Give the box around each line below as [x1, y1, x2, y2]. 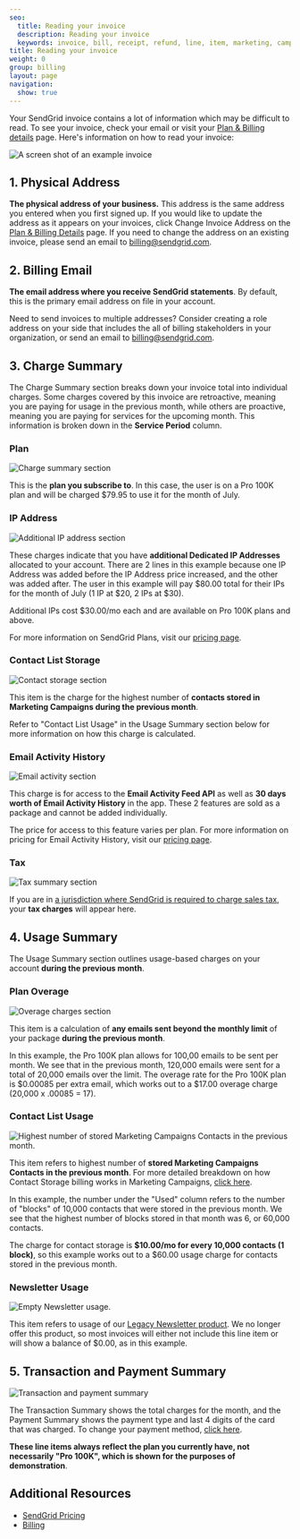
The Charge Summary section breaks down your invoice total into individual [9, 381, 288, 392]
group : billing [9, 64, 66, 73]
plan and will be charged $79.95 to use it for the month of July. [9, 490, 241, 500]
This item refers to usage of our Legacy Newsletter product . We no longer [9, 1319, 281, 1330]
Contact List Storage [9, 654, 101, 667]
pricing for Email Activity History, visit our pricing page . [9, 834, 212, 845]
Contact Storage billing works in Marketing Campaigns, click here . [9, 1176, 253, 1187]
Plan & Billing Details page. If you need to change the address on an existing [9, 227, 289, 238]
